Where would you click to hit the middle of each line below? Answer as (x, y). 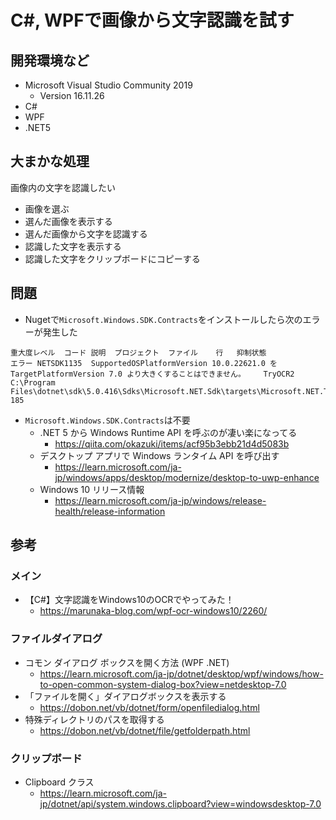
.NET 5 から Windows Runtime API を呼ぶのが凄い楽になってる (168, 432)
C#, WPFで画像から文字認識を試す (152, 20)
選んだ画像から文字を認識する (86, 233)
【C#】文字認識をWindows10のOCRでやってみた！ (129, 600)
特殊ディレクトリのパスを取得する (94, 719)
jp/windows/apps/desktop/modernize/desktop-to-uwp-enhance (187, 477)
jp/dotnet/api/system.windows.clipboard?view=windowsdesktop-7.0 (180, 803)
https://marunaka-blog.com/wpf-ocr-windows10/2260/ (153, 611)
